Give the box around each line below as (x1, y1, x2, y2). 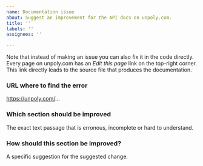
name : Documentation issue (6, 8, 75, 15)
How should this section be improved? (6, 139, 122, 147)
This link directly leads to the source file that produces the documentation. (6, 66, 192, 73)
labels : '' (6, 25, 34, 32)
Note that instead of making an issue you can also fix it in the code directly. (6, 53, 194, 61)
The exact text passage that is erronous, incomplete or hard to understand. (6, 124, 194, 131)
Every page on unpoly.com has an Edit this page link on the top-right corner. (6, 60, 198, 67)
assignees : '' (6, 32, 42, 38)
